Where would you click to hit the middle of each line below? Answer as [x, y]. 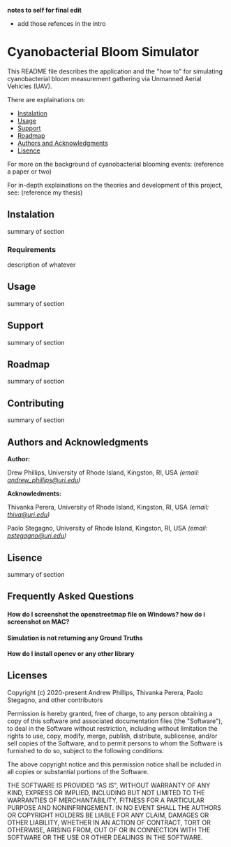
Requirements [32, 249]
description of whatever [42, 265]
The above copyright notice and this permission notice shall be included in [114, 764]
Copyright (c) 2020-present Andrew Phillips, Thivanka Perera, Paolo [105, 692]
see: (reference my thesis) [45, 192]
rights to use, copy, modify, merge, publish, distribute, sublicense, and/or [112, 736]
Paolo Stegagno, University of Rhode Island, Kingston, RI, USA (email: [107, 528]
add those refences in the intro [61, 23]
